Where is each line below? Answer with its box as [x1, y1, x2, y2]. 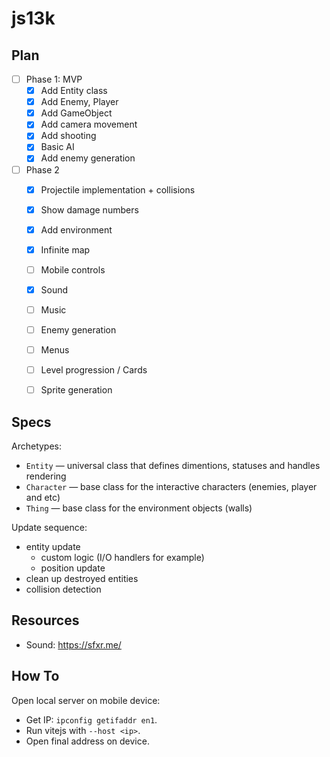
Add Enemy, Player [40, 96, 119, 108]
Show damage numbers [40, 203, 139, 216]
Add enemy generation [40, 152, 136, 164]
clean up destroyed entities [25, 573, 139, 585]
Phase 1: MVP [25, 73, 83, 85]
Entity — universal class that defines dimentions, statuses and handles [25, 460, 321, 472]
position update [40, 562, 106, 574]
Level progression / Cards [40, 364, 148, 376]
